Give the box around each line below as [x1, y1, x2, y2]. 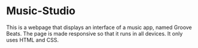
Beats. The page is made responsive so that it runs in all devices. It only [6, 30, 183, 37]
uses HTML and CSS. [6, 36, 59, 43]
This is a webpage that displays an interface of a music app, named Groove [6, 24, 193, 31]
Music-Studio [6, 4, 76, 18]
